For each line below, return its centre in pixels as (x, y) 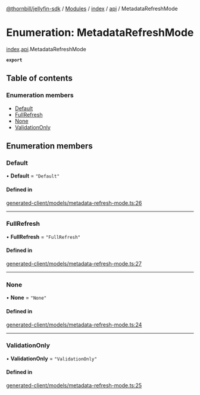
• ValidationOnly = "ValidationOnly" (51, 358)
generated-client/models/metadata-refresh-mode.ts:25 (74, 385)
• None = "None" (26, 298)
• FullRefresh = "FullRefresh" (43, 237)
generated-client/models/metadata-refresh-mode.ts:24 (74, 325)
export (14, 60)
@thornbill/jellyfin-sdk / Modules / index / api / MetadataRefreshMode (92, 9)
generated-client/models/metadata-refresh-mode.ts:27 (74, 264)
